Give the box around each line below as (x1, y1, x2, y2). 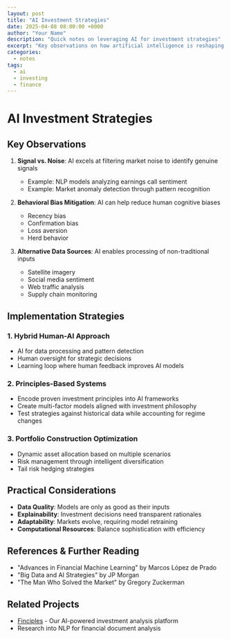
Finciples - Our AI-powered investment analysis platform (17, 616, 178, 624)
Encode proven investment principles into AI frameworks (17, 394, 179, 403)
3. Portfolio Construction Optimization (7, 434, 138, 444)
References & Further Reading (7, 545, 140, 557)
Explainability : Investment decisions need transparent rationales (17, 510, 202, 518)
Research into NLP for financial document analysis (17, 624, 161, 632)
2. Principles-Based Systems (7, 378, 107, 388)
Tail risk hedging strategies (17, 464, 95, 473)
